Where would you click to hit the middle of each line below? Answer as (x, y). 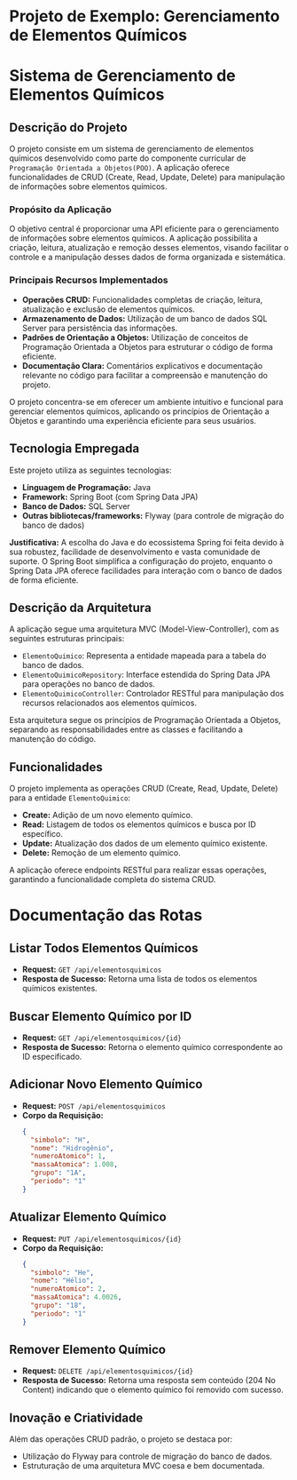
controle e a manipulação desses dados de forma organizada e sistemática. (147, 257)
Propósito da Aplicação (61, 210)
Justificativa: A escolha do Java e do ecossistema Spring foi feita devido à (147, 542)
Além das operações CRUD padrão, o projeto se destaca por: (121, 1439)
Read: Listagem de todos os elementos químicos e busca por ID (139, 824)
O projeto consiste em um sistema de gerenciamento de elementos (132, 149)
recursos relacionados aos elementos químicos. (109, 703)
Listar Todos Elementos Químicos (104, 948)
